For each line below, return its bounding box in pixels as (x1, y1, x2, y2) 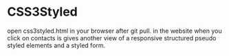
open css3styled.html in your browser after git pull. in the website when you (7, 27, 222, 35)
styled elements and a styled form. (7, 41, 106, 49)
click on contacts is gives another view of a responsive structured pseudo (7, 33, 217, 42)
